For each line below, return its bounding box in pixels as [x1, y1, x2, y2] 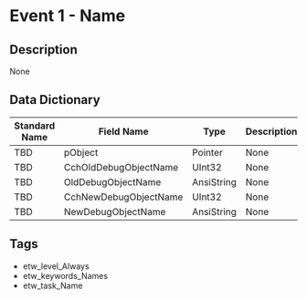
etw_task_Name [22, 280, 83, 291]
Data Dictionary [9, 92, 101, 108]
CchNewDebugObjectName [63, 191, 184, 203]
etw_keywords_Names [22, 270, 108, 281]
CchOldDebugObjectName [63, 160, 179, 173]
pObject [63, 146, 99, 159]
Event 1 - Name [9, 5, 126, 26]
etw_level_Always [22, 261, 90, 272]
